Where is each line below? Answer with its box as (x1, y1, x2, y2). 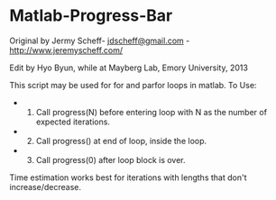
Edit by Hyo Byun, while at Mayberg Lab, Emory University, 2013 (9, 62, 248, 73)
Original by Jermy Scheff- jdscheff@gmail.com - (9, 35, 190, 46)
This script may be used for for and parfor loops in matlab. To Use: (9, 79, 257, 90)
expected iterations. (35, 116, 111, 127)
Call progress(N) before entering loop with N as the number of (35, 106, 268, 117)
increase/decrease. (9, 181, 81, 192)
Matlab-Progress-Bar (9, 5, 173, 26)
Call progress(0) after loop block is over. (35, 154, 187, 165)
